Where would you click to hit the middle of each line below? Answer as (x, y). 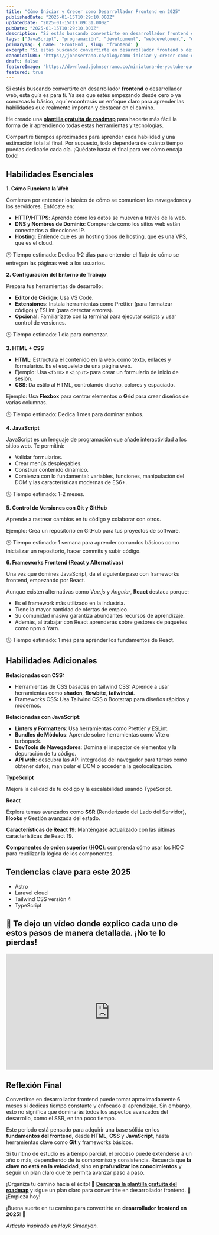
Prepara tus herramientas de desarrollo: (55, 286)
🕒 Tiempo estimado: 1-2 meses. (45, 494)
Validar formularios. (39, 457)
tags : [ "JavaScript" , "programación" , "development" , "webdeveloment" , (96, 39)
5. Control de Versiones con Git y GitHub (57, 508)
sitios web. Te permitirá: (35, 446)
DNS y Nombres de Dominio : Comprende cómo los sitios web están (97, 224)
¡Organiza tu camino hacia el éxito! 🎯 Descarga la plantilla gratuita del (91, 1184)
